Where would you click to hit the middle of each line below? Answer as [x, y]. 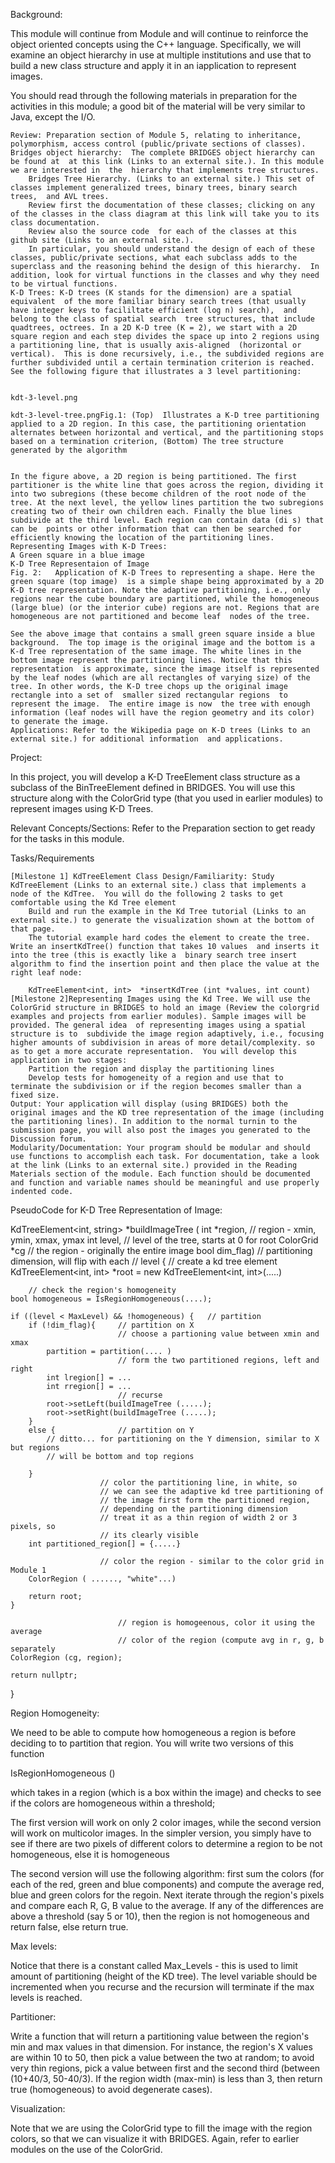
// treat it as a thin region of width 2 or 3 [198, 1518]
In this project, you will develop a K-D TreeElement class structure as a [155, 777]
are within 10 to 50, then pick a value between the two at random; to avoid [162, 2057]
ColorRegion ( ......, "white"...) [102, 1579]
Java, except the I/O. [53, 117]
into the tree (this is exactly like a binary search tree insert [154, 955]
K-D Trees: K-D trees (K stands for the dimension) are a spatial [151, 293]
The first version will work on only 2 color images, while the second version [166, 1822]
